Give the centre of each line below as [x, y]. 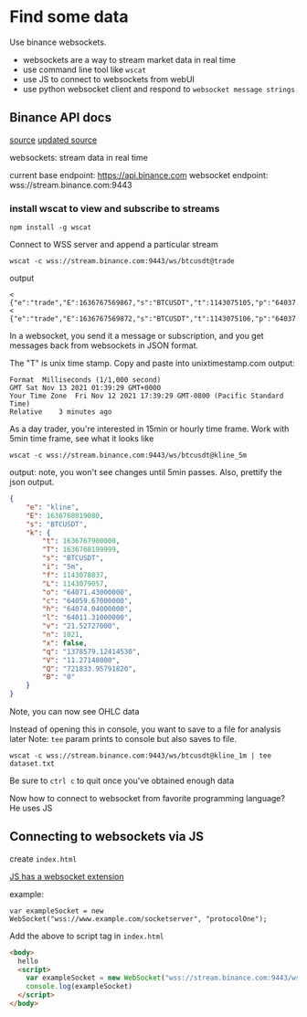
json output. [32, 482]
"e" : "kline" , [53, 507]
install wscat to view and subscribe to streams [115, 208]
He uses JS [31, 808]
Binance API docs [61, 117]
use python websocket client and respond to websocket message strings [159, 89]
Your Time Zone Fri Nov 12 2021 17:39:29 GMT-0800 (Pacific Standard [147, 396]
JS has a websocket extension [67, 876]
